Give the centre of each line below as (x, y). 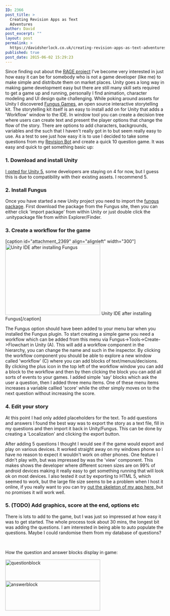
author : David (20, 29)
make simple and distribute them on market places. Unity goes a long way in (85, 82)
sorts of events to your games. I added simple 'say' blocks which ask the (81, 377)
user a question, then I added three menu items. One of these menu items (82, 383)
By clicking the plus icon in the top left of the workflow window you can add (84, 367)
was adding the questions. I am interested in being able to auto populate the (84, 527)
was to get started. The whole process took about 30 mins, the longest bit (82, 522)
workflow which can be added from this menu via (57, 339)
